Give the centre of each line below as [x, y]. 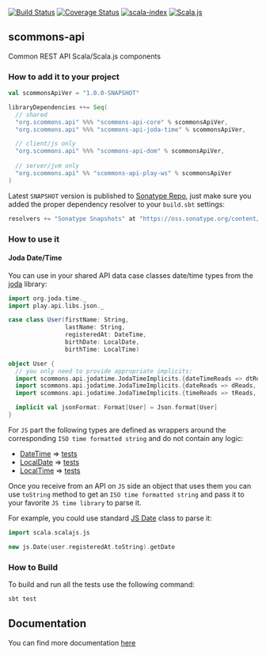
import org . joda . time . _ [47, 298]
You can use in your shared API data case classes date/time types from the [131, 275]
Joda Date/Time [35, 258]
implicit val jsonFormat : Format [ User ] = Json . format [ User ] [116, 408]
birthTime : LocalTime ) [102, 349]
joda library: [28, 284]
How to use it [34, 239]
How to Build [33, 567]
